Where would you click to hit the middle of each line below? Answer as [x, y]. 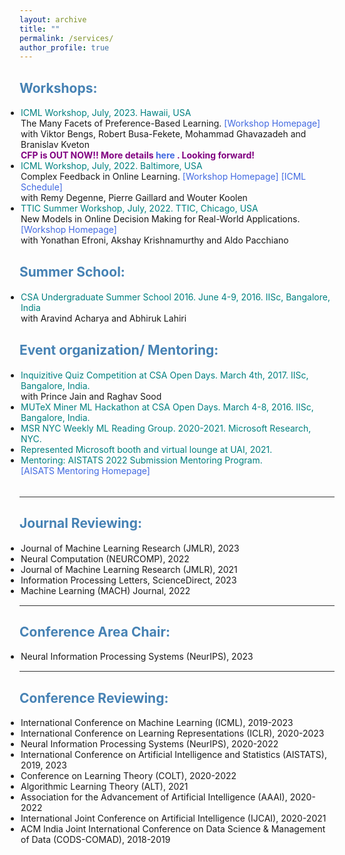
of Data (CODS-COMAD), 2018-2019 [95, 840]
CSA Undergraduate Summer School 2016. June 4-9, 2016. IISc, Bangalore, [175, 297]
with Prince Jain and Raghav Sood [91, 396]
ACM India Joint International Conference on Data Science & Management [173, 829]
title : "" [40, 29]
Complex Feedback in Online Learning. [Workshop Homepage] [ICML [163, 177]
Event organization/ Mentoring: [119, 350]
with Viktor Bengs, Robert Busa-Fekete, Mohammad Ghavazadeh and [163, 134]
